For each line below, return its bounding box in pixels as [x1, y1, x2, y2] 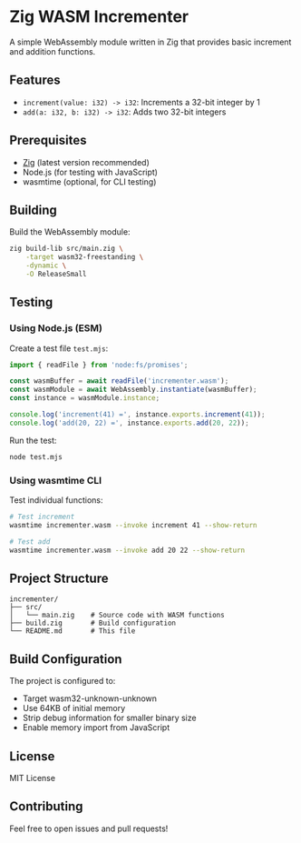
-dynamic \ [25, 261, 67, 270]
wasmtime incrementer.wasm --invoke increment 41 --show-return [9, 520, 257, 529]
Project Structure [9, 570, 109, 586]
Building [9, 202, 57, 217]
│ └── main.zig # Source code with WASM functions [9, 611, 225, 620]
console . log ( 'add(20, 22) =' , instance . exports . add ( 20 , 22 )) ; [9, 418, 249, 427]
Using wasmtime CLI [9, 474, 102, 487]
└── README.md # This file [9, 627, 136, 636]
